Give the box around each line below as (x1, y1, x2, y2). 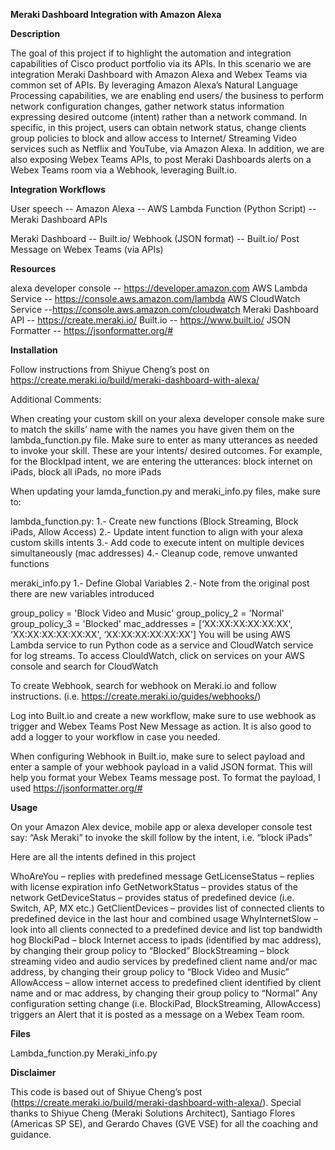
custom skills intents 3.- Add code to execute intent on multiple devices (10, 537, 305, 548)
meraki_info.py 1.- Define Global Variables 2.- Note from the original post (10, 577, 310, 589)
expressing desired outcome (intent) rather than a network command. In (10, 111, 308, 123)
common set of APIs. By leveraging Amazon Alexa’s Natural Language (10, 79, 298, 91)
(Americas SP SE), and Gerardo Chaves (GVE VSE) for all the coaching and (10, 1118, 319, 1129)
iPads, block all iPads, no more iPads (10, 466, 162, 478)
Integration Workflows (10, 184, 106, 195)
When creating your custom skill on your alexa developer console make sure (10, 413, 325, 424)
